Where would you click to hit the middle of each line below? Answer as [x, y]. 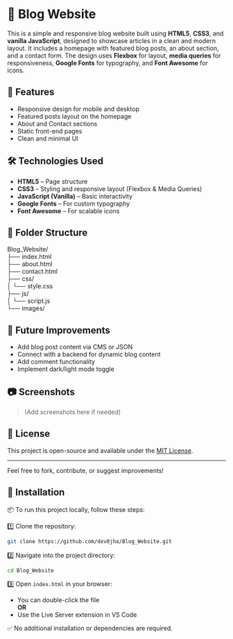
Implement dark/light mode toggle [66, 369]
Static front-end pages [50, 131]
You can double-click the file [58, 600]
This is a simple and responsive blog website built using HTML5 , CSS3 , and [115, 33]
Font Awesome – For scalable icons [68, 210]
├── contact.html [32, 272]
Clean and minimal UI [48, 138]
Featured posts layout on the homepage [74, 116]
